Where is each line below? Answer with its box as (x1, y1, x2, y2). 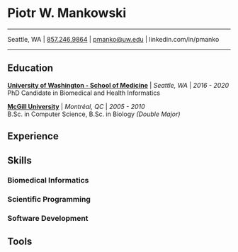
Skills (7, 154, 32, 166)
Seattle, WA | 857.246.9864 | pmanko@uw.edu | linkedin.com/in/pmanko (7, 35, 220, 43)
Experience (7, 130, 59, 142)
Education (7, 62, 54, 74)
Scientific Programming (7, 195, 91, 205)
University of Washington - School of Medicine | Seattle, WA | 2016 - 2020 (7, 81, 229, 89)
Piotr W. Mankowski (7, 5, 127, 21)
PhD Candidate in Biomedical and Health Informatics (7, 88, 161, 97)
